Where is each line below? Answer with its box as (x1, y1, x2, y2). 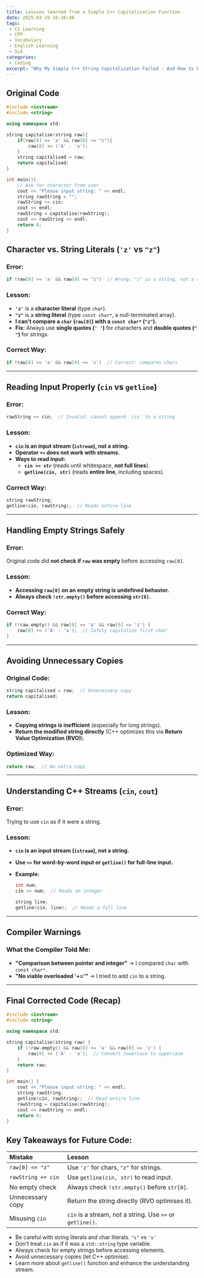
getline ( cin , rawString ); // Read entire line (17, 1096, 140, 1102)
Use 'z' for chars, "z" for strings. (67, 1163, 162, 1172)
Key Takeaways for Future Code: (6, 1135, 132, 1145)
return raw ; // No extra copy (6, 763, 86, 769)
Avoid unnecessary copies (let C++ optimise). (15, 1253, 130, 1260)
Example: (15, 870, 39, 878)
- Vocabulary (8, 37, 42, 43)
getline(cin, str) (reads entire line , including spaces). (24, 468, 165, 475)
